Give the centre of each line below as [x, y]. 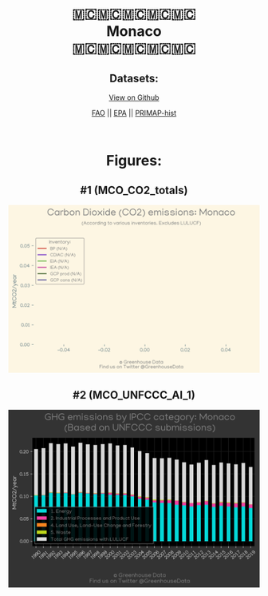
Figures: [134, 161]
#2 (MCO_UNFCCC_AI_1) [134, 395]
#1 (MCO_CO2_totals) [134, 190]
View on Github [134, 97]
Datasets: [134, 78]
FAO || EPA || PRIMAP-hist [134, 113]
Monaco [134, 32]
